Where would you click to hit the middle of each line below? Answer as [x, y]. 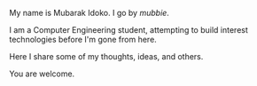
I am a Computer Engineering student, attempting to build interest [128, 30]
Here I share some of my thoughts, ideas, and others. [106, 56]
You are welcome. [42, 74]
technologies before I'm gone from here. [83, 39]
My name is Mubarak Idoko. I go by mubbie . [90, 13]
